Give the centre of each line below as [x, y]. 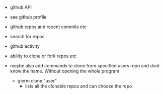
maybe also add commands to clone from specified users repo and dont [85, 66]
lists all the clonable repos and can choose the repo [78, 86]
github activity [25, 46]
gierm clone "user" [37, 81]
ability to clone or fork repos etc [43, 56]
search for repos [27, 36]
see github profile [28, 17]
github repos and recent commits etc [48, 27]
